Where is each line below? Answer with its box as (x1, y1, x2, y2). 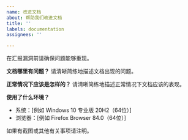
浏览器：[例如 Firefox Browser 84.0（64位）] (15, 114, 127, 122)
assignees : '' (6, 32, 43, 38)
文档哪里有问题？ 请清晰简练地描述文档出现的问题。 (6, 68, 137, 75)
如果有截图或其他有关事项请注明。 (6, 127, 92, 134)
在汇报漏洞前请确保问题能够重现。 (6, 54, 92, 62)
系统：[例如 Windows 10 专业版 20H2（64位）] (15, 106, 132, 114)
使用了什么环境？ (6, 94, 50, 101)
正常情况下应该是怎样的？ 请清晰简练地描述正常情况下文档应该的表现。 (6, 81, 185, 88)
